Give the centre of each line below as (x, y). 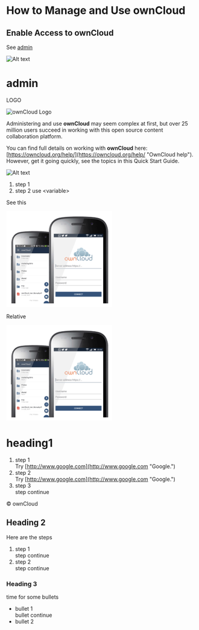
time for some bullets (33, 597)
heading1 (30, 443)
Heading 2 (26, 523)
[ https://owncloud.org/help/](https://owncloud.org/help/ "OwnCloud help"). (100, 154)
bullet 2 (24, 621)
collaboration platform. (34, 136)
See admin (20, 47)
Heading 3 (22, 583)
